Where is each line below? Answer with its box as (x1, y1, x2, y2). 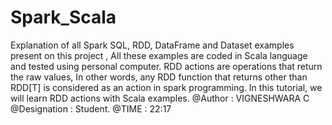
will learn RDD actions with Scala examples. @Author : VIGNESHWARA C (10, 92, 310, 104)
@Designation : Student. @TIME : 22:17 (10, 102, 172, 115)
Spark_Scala (10, 6, 117, 29)
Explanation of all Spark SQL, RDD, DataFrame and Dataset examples (10, 39, 295, 51)
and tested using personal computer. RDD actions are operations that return (10, 60, 323, 72)
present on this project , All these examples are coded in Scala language (10, 49, 308, 61)
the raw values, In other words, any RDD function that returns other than (10, 71, 308, 83)
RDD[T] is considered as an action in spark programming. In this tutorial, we (10, 81, 323, 93)
